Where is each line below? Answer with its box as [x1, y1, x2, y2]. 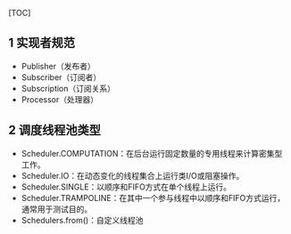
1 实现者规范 [8, 36, 76, 51]
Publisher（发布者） [21, 61, 96, 71]
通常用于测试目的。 [21, 204, 93, 214]
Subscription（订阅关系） [21, 83, 116, 93]
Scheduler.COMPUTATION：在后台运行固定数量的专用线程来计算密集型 [21, 148, 283, 158]
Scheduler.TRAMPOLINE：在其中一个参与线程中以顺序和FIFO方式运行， [21, 192, 286, 203]
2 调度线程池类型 [8, 123, 102, 138]
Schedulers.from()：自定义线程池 [21, 214, 144, 225]
